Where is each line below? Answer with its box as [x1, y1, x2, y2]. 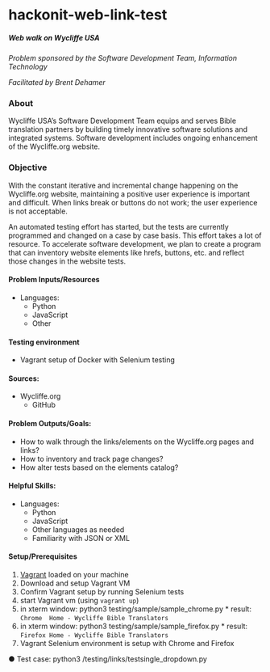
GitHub [31, 400, 56, 410]
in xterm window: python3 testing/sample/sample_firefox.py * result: [19, 621, 248, 631]
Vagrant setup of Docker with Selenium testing [19, 355, 176, 365]
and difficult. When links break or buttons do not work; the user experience [8, 197, 258, 207]
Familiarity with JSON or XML [31, 533, 131, 543]
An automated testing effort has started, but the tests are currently [8, 222, 230, 231]
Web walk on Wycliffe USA [8, 32, 100, 42]
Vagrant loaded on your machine [19, 569, 129, 579]
